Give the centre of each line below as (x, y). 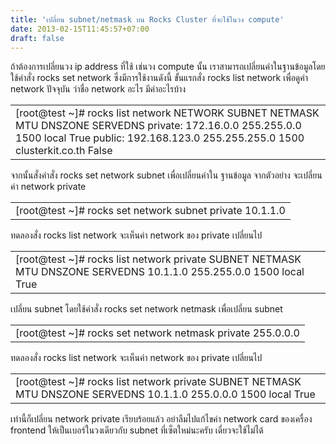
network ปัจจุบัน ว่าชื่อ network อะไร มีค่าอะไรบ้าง (98, 89)
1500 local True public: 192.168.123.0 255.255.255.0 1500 (160, 138)
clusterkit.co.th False (64, 151)
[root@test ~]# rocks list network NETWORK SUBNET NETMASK (167, 113)
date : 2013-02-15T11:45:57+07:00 (80, 29)
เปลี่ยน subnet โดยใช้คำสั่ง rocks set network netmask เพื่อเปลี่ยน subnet (146, 309)
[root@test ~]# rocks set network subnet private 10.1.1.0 (150, 211)
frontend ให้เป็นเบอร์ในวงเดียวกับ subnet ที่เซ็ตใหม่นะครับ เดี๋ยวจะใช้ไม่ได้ (137, 430)
